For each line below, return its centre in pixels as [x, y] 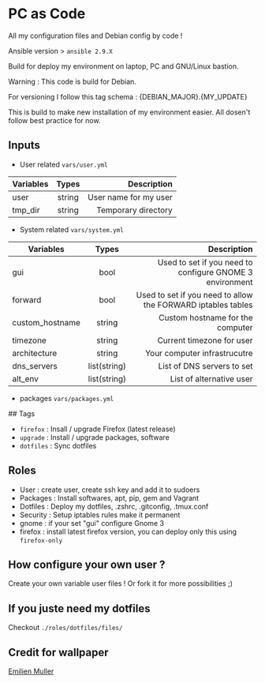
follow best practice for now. [54, 120]
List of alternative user [211, 378]
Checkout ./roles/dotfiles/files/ [65, 628]
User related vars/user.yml [63, 164]
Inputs [24, 146]
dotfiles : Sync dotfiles [58, 445]
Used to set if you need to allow [194, 295]
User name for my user [131, 197]
